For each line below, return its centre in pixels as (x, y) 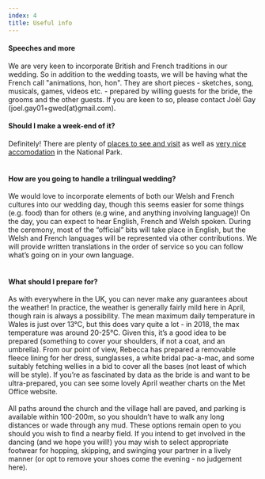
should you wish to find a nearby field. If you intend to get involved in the (127, 434)
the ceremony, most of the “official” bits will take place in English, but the (127, 230)
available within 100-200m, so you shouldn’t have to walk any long (116, 417)
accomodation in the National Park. (65, 152)
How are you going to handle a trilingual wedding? (92, 178)
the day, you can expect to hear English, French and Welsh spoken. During (130, 222)
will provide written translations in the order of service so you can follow (126, 247)
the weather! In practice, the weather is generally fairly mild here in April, (127, 308)
